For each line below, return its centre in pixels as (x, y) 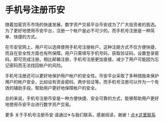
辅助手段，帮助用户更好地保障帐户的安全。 (56, 88)
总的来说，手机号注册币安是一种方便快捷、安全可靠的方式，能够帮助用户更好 (82, 98)
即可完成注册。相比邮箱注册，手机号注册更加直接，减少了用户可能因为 (84, 59)
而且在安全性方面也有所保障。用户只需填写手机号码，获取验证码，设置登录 (80, 53)
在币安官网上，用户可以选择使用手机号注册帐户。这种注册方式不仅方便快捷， (82, 47)
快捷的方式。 (26, 37)
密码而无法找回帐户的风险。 (37, 65)
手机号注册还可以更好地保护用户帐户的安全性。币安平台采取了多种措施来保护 (82, 76)
